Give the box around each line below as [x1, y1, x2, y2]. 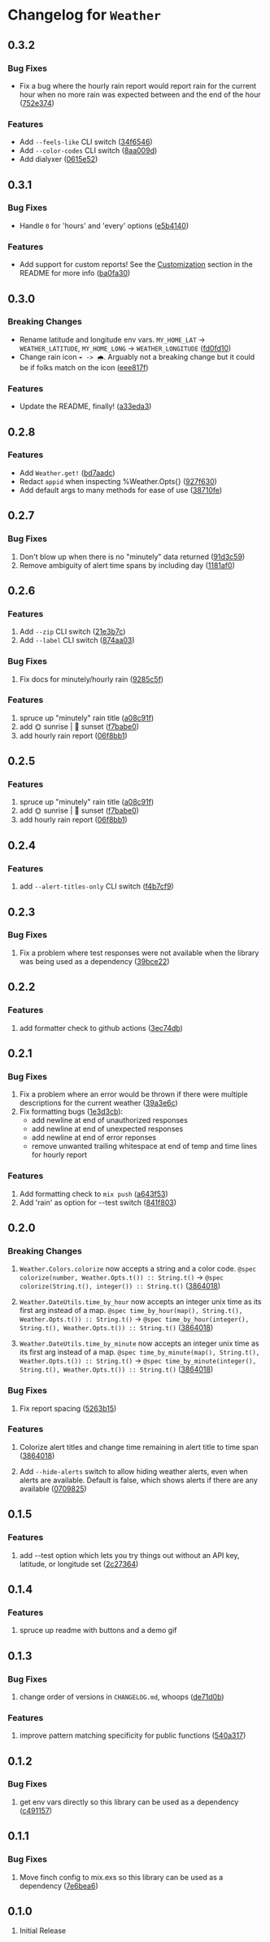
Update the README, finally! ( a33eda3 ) [19, 401, 152, 412]
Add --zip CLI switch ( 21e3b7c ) [19, 626, 126, 636]
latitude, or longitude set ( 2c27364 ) [19, 1559, 139, 1569]
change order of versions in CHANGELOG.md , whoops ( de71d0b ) [19, 1691, 224, 1701]
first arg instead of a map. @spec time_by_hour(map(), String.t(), [19, 1306, 243, 1316]
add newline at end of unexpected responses [31, 1124, 184, 1134]
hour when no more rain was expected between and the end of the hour [19, 89, 261, 99]
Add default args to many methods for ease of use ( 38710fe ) [19, 485, 223, 495]
